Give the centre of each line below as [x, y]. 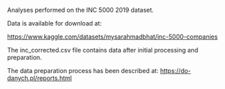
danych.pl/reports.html [40, 78]
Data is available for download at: [55, 23]
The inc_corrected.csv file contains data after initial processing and [103, 50]
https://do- [175, 71]
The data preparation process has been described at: [83, 71]
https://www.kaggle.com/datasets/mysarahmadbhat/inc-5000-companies [112, 37]
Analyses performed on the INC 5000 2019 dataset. [80, 10]
